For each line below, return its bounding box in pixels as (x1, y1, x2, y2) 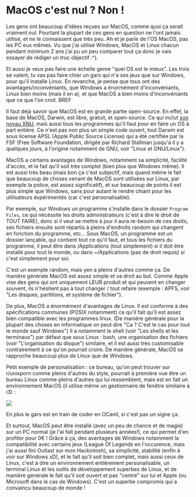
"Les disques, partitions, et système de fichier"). (6, 291, 123, 298)
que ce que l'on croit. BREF (6, 96, 72, 103)
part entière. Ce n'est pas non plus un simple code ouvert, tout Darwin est (6, 126, 184, 133)
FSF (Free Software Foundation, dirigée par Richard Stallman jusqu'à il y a (6, 139, 184, 146)
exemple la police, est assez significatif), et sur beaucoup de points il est (6, 181, 181, 188)
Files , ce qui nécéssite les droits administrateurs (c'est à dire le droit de (6, 211, 180, 218)
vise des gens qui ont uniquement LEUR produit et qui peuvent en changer (6, 279, 186, 286)
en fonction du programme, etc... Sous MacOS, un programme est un (6, 229, 173, 237)
